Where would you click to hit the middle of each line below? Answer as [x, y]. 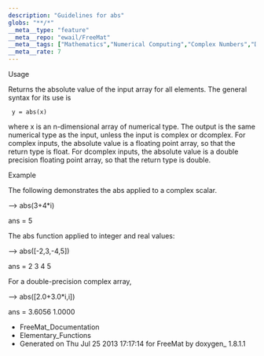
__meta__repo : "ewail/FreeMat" [59, 37]
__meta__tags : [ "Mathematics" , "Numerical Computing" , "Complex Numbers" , [130, 45]
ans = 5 [20, 221]
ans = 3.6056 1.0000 [42, 312]
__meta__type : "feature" [49, 30]
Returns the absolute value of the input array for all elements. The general [128, 89]
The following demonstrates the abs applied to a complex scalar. [113, 190]
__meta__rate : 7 [35, 52]
